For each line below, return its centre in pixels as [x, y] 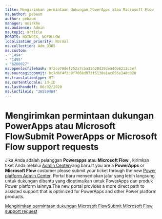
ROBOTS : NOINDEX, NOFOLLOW [32, 37]
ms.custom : [16, 50]
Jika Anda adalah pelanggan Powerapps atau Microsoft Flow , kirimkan [77, 160]
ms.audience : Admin [25, 28]
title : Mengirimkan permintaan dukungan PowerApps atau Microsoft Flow [79, 10]
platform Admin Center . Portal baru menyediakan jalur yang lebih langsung [80, 176]
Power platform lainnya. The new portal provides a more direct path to [75, 186]
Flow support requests [52, 147]
